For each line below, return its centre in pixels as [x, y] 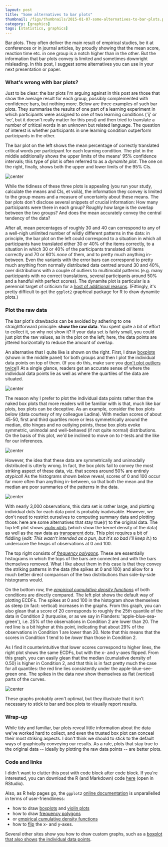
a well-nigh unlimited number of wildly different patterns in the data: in [77, 233]
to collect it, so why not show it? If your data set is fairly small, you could [80, 332]
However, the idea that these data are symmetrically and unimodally [75, 460]
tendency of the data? [28, 218]
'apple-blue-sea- [139, 616]
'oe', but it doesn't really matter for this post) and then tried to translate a [80, 120]
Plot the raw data [26, 310]
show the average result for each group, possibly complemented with [77, 99]
